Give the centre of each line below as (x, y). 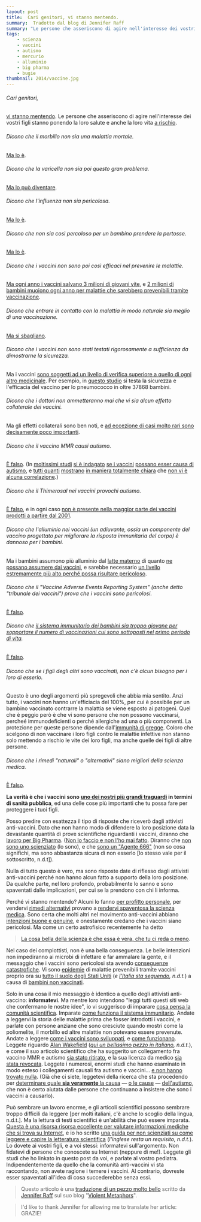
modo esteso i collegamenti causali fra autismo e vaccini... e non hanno (94, 1070)
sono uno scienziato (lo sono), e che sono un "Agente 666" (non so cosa (96, 847)
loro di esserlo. (25, 677)
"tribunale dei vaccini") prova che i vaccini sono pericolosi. (79, 593)
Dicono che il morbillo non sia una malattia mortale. (70, 136)
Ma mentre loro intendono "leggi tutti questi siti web (124, 1000)
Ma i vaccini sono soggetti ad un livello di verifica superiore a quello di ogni (99, 374)
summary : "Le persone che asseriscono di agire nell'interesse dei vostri (101, 28)
